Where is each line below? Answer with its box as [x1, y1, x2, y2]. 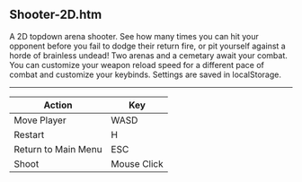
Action [43, 99, 73, 111]
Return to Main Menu [13, 143, 102, 155]
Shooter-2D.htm [9, 7, 102, 22]
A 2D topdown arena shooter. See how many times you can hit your [9, 30, 259, 41]
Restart [13, 128, 45, 141]
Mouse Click [111, 157, 164, 169]
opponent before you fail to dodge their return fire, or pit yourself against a [9, 40, 286, 51]
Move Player [13, 114, 67, 126]
